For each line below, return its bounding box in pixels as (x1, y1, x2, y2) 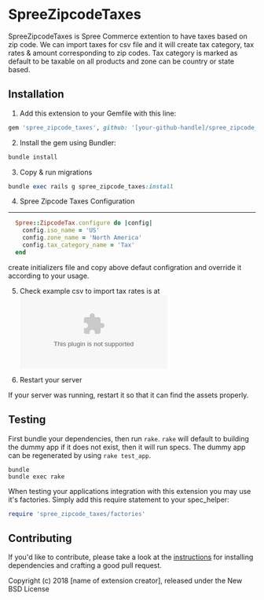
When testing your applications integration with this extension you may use (8, 486, 251, 496)
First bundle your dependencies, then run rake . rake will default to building (8, 434, 250, 443)
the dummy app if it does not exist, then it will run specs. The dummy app (8, 442, 246, 452)
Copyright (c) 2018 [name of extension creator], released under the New (8, 576, 243, 586)
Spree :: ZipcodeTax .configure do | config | (15, 219, 153, 227)
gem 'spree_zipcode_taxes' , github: (8, 123, 128, 131)
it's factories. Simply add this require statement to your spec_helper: (8, 495, 229, 504)
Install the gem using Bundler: (19, 137, 116, 147)
